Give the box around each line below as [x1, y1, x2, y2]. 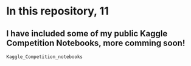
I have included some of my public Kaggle [6, 28, 168, 39]
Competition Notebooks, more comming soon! [6, 38, 186, 48]
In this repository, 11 [6, 4, 109, 18]
